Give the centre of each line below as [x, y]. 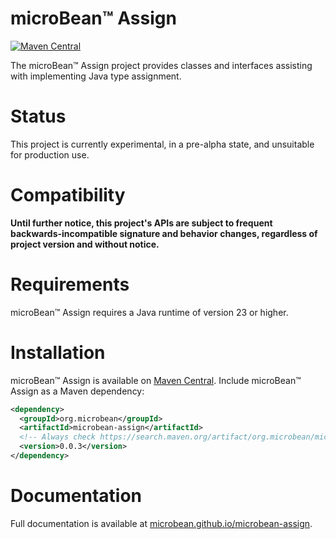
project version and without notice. [85, 244]
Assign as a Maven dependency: [77, 391]
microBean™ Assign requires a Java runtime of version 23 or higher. [149, 312]
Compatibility [68, 195]
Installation [58, 352]
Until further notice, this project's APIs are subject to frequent [141, 223]
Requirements [70, 284]
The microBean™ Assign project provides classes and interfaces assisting [161, 65]
